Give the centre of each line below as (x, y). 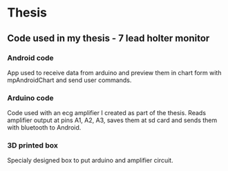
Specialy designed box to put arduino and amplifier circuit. (91, 161)
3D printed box (33, 145)
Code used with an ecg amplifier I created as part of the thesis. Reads (106, 113)
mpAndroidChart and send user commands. (69, 80)
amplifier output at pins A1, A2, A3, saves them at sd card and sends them (112, 120)
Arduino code (30, 98)
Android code (30, 58)
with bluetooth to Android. (44, 128)
